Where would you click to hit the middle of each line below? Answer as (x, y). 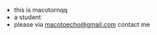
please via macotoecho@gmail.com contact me (82, 24)
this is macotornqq (41, 10)
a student (27, 17)
